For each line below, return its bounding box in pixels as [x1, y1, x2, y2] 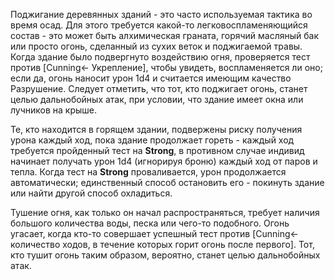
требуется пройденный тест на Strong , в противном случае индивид [10, 145, 305, 156]
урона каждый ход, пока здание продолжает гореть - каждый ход [10, 134, 295, 146]
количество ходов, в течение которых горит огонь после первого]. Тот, [10, 239, 315, 250]
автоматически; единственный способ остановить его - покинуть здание [10, 177, 325, 188]
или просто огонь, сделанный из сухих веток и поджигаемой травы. [10, 40, 303, 52]
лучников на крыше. [10, 104, 98, 116]
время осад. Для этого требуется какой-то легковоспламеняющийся [10, 19, 308, 31]
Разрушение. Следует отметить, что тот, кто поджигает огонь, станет [10, 83, 308, 94]
